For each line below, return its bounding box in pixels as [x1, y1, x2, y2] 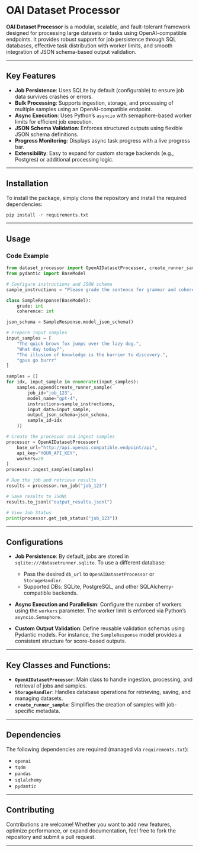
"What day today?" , [17, 346, 65, 352]
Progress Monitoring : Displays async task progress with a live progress [14, 137, 191, 144]
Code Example [6, 251, 49, 260]
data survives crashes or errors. [14, 93, 93, 100]
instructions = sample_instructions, [27, 401, 115, 407]
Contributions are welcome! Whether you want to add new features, [6, 821, 172, 828]
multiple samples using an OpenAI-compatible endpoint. [14, 105, 152, 112]
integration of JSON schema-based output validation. [6, 48, 137, 55]
